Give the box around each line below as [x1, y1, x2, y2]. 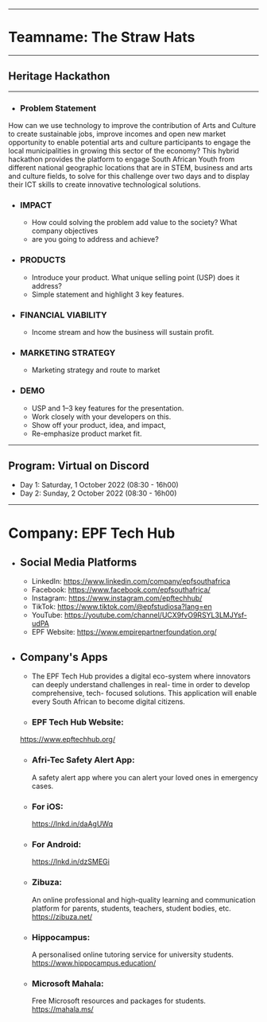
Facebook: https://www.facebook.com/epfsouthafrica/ [31, 585, 211, 595]
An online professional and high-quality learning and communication [31, 895, 256, 904]
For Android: [31, 838, 82, 849]
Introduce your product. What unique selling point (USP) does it [31, 272, 240, 282]
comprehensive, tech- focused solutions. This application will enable [31, 689, 257, 698]
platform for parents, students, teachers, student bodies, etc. [31, 903, 232, 913]
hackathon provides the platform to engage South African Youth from [8, 154, 235, 164]
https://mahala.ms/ [31, 1005, 94, 1014]
